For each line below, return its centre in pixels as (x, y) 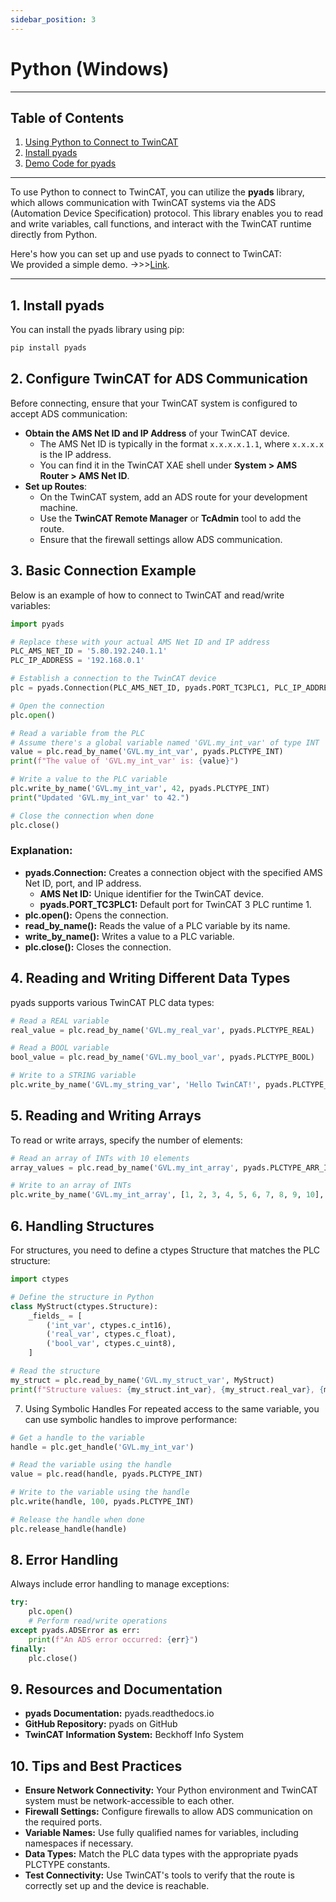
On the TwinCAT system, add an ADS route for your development (173, 497)
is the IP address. (75, 454)
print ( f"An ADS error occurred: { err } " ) (113, 1639)
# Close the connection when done (82, 816)
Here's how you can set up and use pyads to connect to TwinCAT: (146, 254)
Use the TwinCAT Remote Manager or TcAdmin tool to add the (170, 518)
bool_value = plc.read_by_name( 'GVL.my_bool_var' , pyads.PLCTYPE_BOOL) (162, 1057)
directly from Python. (54, 235)
